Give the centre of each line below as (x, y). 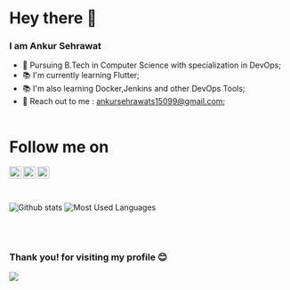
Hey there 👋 (53, 18)
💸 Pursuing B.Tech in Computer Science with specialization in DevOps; (152, 65)
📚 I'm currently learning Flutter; (81, 76)
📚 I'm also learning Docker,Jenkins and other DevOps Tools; (134, 89)
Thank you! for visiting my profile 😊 (88, 257)
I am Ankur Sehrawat (56, 46)
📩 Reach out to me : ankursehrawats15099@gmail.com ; (124, 101)
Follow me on (59, 147)
